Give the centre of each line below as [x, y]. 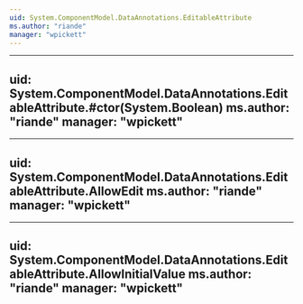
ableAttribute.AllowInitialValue [98, 275]
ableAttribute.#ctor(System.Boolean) [116, 108]
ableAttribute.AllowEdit [77, 191]
